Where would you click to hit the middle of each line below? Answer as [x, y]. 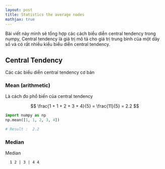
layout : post [19, 10]
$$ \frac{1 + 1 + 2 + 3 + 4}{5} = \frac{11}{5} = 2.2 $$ [85, 106]
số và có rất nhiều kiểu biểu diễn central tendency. [58, 44]
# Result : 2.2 [22, 129]
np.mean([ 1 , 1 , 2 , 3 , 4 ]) [32, 120]
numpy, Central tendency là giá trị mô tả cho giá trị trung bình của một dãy [82, 39]
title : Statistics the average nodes [45, 15]
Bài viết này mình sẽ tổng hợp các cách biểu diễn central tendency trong [80, 34]
